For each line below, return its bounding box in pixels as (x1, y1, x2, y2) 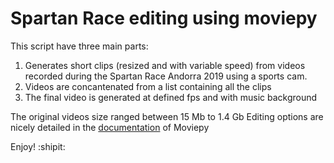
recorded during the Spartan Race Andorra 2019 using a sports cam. (24, 70, 308, 82)
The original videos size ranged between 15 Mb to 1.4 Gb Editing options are (10, 110, 324, 122)
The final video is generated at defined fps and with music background (24, 91, 318, 103)
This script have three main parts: (10, 40, 149, 52)
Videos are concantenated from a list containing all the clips (24, 80, 272, 92)
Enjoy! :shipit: (10, 140, 66, 152)
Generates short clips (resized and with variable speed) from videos (24, 59, 306, 71)
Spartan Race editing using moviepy (10, 7, 318, 30)
